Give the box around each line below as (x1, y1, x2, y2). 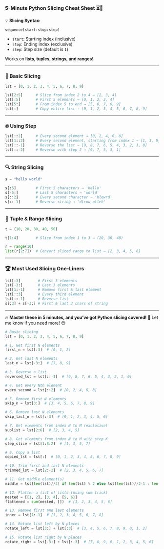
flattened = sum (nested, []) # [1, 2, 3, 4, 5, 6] (5, 499, 112, 504)
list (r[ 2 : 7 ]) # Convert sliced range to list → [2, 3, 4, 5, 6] (5, 249, 141, 254)
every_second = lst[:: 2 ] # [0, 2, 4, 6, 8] (5, 387, 97, 392)
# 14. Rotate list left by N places (5, 522, 80, 526)
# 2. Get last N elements (5, 356, 58, 361)
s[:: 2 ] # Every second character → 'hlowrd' (5, 194, 112, 200)
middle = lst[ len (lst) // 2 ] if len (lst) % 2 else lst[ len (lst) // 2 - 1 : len (5, 481, 159, 486)
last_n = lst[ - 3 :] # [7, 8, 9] (5, 361, 71, 366)
